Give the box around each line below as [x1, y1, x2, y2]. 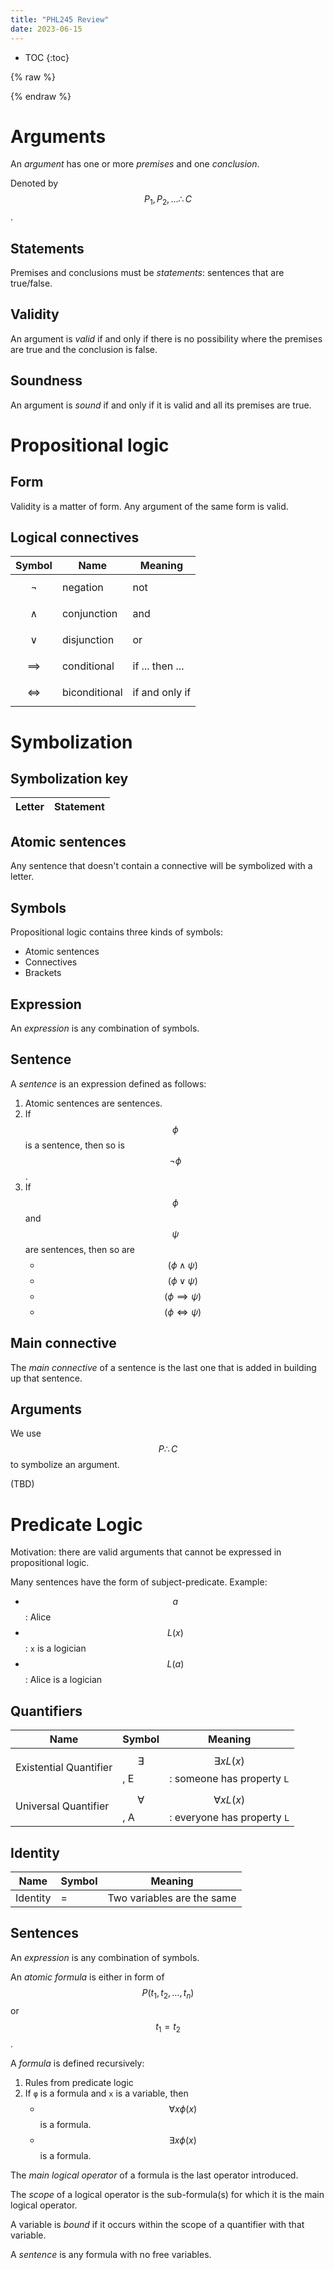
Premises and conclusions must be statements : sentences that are [10, 267, 285, 279]
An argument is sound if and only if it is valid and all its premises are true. [10, 399, 312, 411]
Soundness [10, 372, 83, 390]
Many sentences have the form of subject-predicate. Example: [10, 1576, 268, 1588]
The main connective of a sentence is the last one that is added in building [10, 1361, 317, 1373]
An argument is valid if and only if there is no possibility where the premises [10, 332, 323, 345]
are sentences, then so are [24, 1243, 136, 1255]
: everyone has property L [169, 1811, 290, 1825]
